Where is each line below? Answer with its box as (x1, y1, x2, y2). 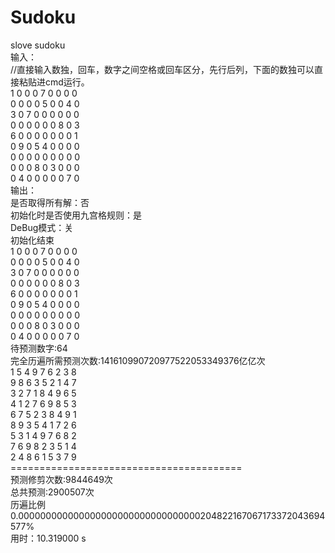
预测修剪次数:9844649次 (10, 473, 113, 485)
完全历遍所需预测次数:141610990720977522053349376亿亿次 (10, 354, 266, 366)
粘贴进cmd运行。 (18, 76, 90, 88)
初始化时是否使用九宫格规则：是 (10, 209, 142, 221)
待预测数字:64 (10, 342, 68, 354)
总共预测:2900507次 (10, 486, 95, 498)
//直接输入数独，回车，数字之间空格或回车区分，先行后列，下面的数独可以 (10, 63, 315, 75)
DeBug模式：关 (10, 221, 74, 233)
